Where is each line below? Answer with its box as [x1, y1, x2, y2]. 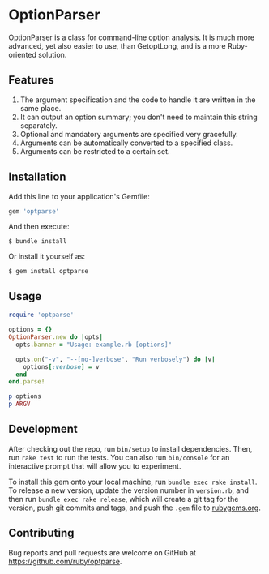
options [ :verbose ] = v [23, 362, 100, 371]
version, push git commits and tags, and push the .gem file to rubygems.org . [8, 503, 262, 512]
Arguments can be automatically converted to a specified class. [19, 138, 233, 148]
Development [8, 422, 79, 436]
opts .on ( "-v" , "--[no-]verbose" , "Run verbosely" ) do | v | [15, 355, 216, 363]
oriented [8, 49, 36, 59]
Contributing [8, 526, 75, 540]
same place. [19, 103, 62, 113]
